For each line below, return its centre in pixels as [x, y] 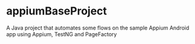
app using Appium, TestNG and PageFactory [62, 34]
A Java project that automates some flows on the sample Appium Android [98, 28]
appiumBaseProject [57, 11]
